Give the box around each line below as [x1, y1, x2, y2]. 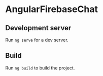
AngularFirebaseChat [5, 4, 98, 15]
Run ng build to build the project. [5, 64, 75, 71]
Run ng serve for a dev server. [5, 37, 68, 43]
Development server [5, 24, 72, 32]
